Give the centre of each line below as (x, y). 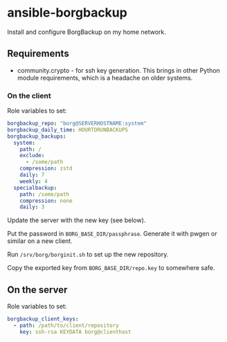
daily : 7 (32, 175)
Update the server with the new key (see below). (76, 220)
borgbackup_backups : (37, 136)
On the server (37, 290)
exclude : (32, 156)
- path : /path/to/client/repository (66, 325)
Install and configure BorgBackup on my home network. (87, 32)
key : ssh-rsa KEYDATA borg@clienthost (75, 332)
